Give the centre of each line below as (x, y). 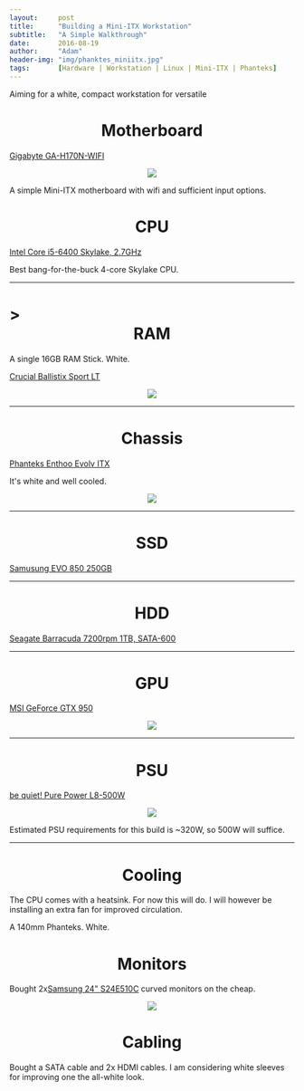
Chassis (152, 438)
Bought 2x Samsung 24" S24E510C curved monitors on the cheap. (133, 989)
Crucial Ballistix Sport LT (55, 376)
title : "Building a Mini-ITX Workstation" (101, 26)
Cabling (152, 1043)
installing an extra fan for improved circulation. (96, 910)
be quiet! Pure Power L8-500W (67, 795)
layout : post (42, 18)
